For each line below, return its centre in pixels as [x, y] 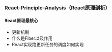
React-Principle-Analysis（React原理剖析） [57, 7]
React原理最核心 [21, 20]
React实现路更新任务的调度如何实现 [48, 45]
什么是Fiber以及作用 [32, 38]
